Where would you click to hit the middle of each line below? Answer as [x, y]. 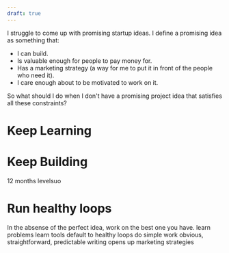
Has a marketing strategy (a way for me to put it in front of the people [115, 68]
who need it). [36, 75]
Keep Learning [50, 130]
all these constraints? [37, 103]
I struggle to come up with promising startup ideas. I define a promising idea [114, 33]
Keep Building [48, 162]
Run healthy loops [59, 208]
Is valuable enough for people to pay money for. [84, 61]
